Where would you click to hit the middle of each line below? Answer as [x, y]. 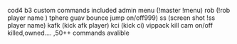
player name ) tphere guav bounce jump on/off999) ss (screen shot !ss [111, 18]
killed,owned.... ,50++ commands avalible [68, 33]
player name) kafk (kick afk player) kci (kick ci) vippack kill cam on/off [110, 25]
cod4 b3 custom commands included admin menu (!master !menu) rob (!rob [119, 10]
